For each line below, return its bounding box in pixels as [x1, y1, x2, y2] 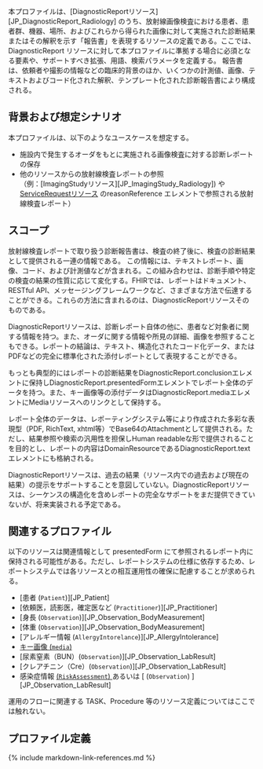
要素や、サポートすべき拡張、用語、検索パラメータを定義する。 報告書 [14, 56, 243, 65]
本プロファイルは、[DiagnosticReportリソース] [8, 7, 159, 16]
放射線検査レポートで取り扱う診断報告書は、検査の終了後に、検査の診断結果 [8, 246, 256, 255]
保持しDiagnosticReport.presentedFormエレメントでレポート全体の [28, 378, 247, 387]
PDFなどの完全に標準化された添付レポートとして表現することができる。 [8, 351, 242, 361]
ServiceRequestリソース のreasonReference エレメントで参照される [19, 189, 240, 198]
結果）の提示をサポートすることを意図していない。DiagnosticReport [8, 480, 229, 489]
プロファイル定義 [8, 731, 91, 745]
